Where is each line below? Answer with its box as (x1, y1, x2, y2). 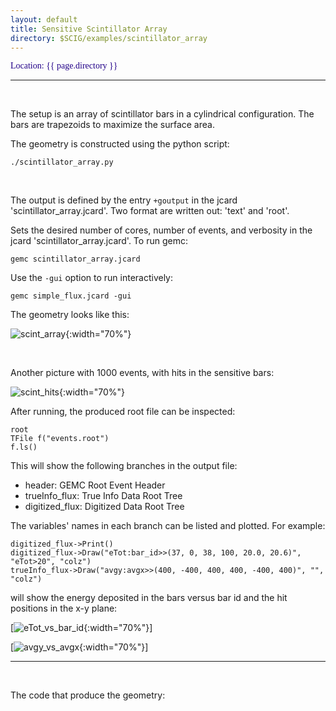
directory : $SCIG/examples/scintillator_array (10, 33, 208, 43)
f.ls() (10, 442, 38, 453)
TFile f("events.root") (10, 434, 110, 444)
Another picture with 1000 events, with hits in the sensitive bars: (10, 367, 275, 379)
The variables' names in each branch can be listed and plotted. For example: (10, 520, 326, 532)
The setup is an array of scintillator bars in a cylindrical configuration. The (10, 108, 315, 120)
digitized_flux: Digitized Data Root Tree (24, 501, 185, 513)
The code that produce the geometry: (10, 689, 166, 701)
